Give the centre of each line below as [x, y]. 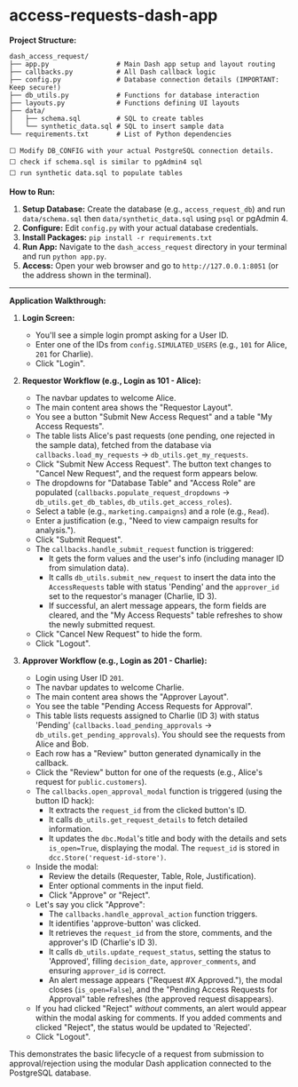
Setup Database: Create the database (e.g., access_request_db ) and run [153, 209]
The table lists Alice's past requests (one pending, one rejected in [155, 436]
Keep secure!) [35, 87]
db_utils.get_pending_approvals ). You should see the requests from [160, 734]
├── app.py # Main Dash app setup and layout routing [142, 64]
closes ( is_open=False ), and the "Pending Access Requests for [163, 989]
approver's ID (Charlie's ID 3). [103, 942]
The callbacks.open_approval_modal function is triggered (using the [158, 791]
